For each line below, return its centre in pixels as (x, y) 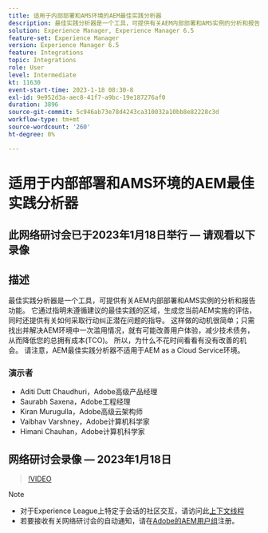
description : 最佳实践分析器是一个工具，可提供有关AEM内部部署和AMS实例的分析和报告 (134, 23)
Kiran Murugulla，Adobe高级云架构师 (81, 412)
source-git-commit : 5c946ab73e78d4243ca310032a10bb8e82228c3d (114, 113)
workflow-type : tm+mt (44, 120)
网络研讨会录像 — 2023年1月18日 (90, 459)
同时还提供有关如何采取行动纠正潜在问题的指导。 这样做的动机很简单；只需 (132, 321)
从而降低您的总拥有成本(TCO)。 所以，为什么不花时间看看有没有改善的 (124, 341)
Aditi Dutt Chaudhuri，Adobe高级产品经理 (89, 392)
